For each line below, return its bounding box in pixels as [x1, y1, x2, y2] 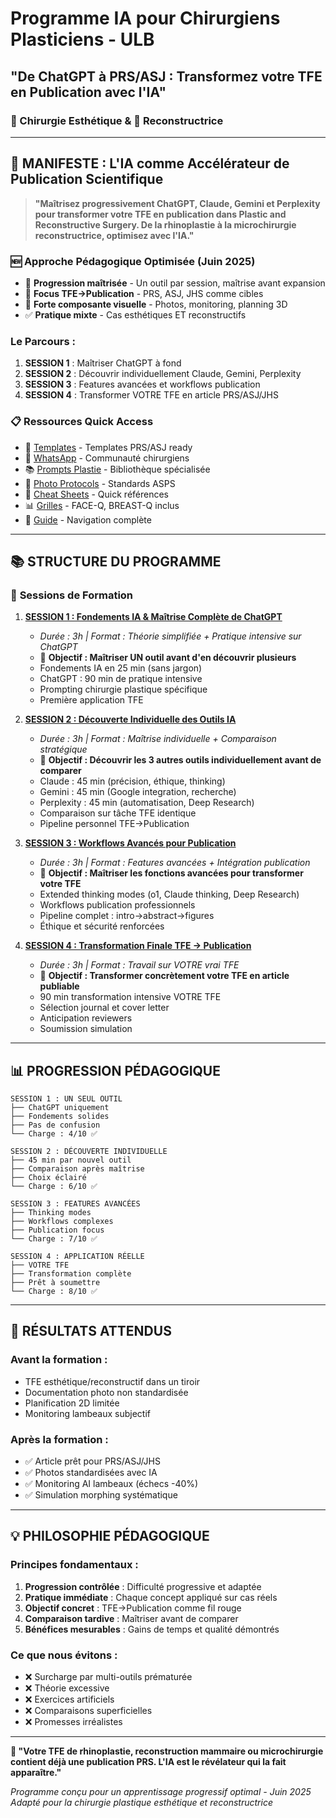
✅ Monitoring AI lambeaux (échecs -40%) [24, 1478, 199, 1490]
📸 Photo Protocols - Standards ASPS [24, 477, 176, 489]
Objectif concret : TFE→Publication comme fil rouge [24, 1602, 242, 1614]
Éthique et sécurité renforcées [39, 920, 165, 932]
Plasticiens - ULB [10, 28, 155, 51]
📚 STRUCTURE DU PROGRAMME [10, 553, 222, 570]
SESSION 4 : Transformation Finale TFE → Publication [24, 940, 252, 952]
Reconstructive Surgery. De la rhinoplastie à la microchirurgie [34, 218, 297, 231]
